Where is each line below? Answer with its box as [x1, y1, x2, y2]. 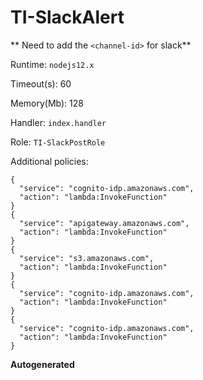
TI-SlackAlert [10, 6, 125, 29]
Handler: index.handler [10, 116, 107, 128]
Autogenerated [10, 358, 75, 370]
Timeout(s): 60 [10, 77, 72, 90]
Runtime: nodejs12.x [10, 58, 95, 70]
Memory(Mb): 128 [10, 97, 84, 109]
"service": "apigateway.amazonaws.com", [19, 218, 190, 228]
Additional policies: [10, 155, 89, 167]
